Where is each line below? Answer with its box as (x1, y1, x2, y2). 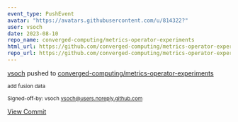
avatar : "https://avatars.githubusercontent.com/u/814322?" (7, 17, 189, 24)
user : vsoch (7, 23, 42, 30)
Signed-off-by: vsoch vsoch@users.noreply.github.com (7, 94, 143, 102)
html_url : (7, 43, 37, 50)
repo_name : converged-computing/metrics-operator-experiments (7, 37, 195, 44)
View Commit (7, 107, 47, 116)
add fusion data (7, 83, 46, 90)
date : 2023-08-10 (7, 30, 59, 37)
